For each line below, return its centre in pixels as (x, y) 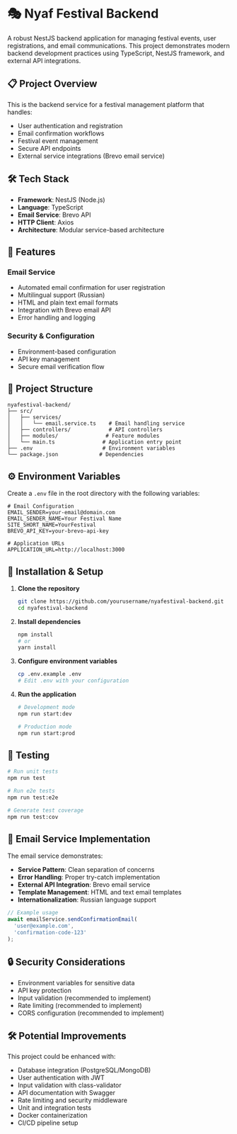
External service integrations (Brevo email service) (91, 156)
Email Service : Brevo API (54, 215)
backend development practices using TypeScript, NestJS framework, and (116, 53)
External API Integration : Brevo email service (84, 885)
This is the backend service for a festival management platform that (106, 104)
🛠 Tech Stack (38, 179)
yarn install (37, 648)
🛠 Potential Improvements (67, 1036)
